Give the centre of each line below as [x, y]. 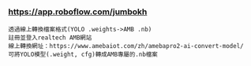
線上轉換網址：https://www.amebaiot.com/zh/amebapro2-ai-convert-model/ [126, 46]
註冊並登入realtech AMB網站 [50, 38]
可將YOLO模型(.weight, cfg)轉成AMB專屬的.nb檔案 [83, 55]
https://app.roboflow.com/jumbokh [78, 12]
